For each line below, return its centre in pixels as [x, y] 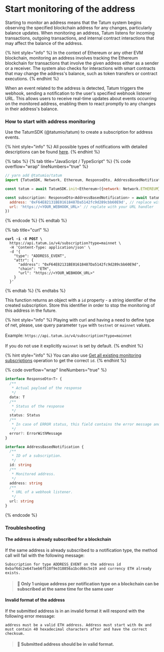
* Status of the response [38, 406]
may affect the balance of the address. [44, 43]
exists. [13, 573]
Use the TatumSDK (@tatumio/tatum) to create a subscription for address [79, 132]
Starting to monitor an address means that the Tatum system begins [73, 22]
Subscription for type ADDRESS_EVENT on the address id [63, 564]
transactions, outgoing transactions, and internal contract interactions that [80, 38]
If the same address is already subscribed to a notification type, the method [81, 550]
